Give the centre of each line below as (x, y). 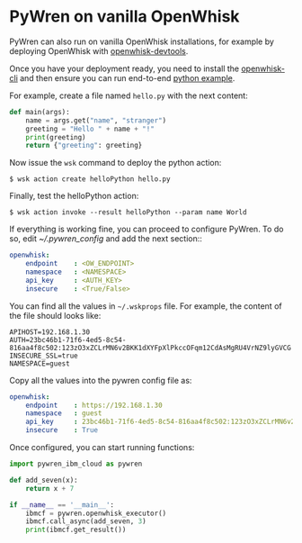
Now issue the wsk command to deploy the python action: (115, 163)
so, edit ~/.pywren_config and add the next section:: (106, 239)
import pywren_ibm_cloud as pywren (76, 464)
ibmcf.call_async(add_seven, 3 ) (86, 521)
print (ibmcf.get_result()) (76, 530)
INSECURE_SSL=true (44, 356)
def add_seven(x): (44, 480)
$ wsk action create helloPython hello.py (90, 179)
